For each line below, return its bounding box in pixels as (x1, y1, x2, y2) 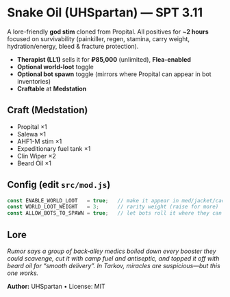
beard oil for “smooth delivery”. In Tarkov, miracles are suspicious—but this (7, 262, 220, 270)
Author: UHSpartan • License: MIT (7, 283, 106, 290)
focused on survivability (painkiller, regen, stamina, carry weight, (7, 34, 190, 43)
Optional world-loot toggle (16, 62, 94, 71)
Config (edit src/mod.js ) (7, 179, 111, 191)
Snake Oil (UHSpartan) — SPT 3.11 (7, 5, 203, 21)
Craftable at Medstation (16, 84, 87, 93)
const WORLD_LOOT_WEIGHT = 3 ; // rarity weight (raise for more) (7, 204, 219, 211)
